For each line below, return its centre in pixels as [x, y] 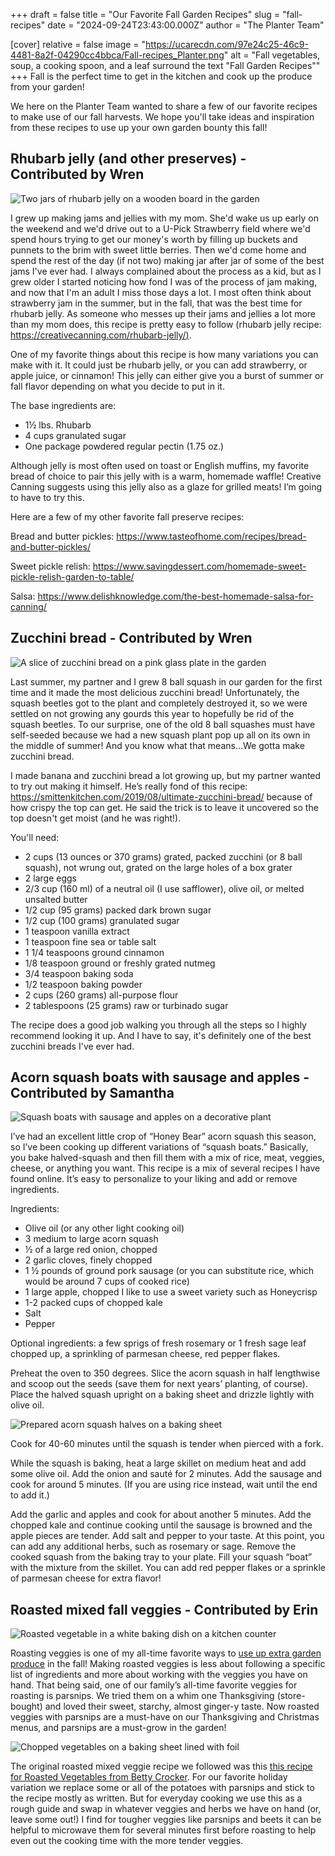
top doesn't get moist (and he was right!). [96, 818]
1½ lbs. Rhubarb [58, 425]
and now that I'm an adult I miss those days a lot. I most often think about [161, 292]
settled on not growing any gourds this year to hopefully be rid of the [152, 713]
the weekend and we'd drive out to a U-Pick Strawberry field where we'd [160, 228]
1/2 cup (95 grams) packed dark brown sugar [118, 910]
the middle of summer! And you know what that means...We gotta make [157, 745]
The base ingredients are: [63, 405]
